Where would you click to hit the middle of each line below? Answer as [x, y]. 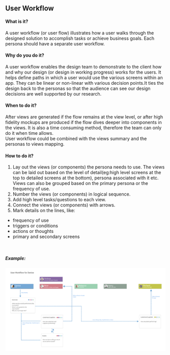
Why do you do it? [25, 55]
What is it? [17, 21]
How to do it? [20, 156]
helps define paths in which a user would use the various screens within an [84, 77]
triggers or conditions [35, 226]
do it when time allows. [29, 133]
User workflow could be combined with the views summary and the [76, 138]
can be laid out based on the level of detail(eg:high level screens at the [87, 173]
